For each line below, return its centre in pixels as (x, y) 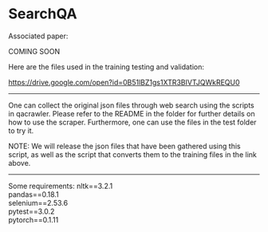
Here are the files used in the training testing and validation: (106, 67)
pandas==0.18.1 (34, 194)
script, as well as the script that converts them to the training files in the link (132, 154)
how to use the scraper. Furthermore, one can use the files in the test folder (132, 122)
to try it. (21, 130)
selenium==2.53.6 (38, 203)
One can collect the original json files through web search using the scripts (132, 105)
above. (20, 163)
